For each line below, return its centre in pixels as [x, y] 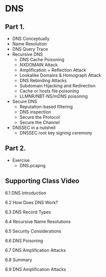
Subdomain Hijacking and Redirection [57, 86]
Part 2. [15, 148]
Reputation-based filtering [46, 107]
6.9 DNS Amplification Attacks [36, 269]
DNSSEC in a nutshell [34, 128]
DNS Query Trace [30, 49]
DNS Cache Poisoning [42, 59]
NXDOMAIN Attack [39, 65]
